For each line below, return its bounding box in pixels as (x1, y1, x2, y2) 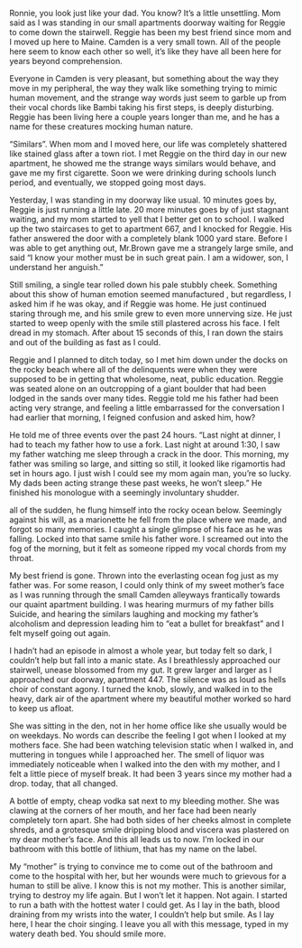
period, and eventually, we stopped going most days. (9, 177, 206, 188)
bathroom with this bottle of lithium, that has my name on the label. (9, 844, 258, 854)
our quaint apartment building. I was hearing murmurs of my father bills (9, 599, 275, 609)
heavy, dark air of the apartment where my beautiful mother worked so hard (9, 693, 291, 704)
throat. (9, 553, 34, 563)
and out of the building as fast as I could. (9, 337, 161, 347)
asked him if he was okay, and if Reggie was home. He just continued (9, 298, 268, 309)
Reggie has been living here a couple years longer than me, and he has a (9, 112, 280, 122)
